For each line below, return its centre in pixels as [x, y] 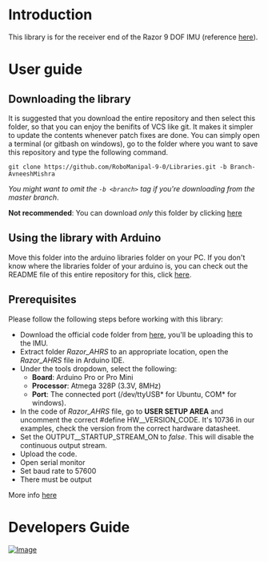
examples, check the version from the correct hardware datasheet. [130, 428]
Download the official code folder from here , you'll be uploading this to [136, 334]
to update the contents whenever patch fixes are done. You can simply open [134, 135]
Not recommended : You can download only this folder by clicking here [125, 212]
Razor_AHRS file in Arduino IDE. [72, 360]
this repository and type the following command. [88, 152]
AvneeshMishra [32, 174]
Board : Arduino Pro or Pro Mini [82, 377]
